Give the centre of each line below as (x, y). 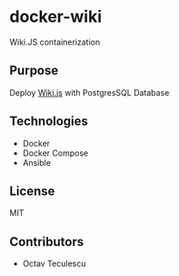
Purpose (34, 71)
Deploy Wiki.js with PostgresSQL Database (89, 92)
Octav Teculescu (54, 264)
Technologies (49, 122)
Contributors (47, 242)
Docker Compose (55, 153)
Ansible (37, 162)
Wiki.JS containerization (55, 42)
